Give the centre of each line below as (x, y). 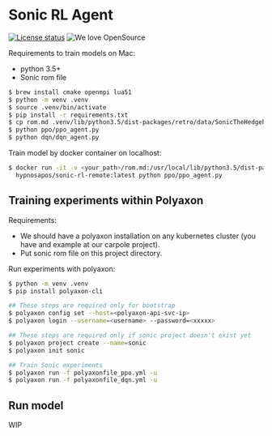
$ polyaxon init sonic (47, 350)
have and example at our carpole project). (90, 244)
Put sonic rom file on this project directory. (91, 253)
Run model (36, 406)
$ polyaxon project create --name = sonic (78, 343)
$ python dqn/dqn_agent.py (54, 138)
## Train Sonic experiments (56, 365)
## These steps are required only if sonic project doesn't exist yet (130, 336)
